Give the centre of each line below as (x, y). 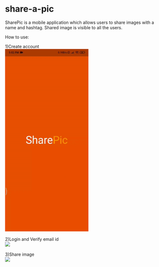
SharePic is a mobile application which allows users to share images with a (79, 22)
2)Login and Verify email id (32, 239)
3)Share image (20, 254)
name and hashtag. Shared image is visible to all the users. (64, 27)
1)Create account (22, 46)
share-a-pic (30, 9)
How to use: (17, 37)
